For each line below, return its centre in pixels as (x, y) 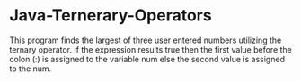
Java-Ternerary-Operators (111, 16)
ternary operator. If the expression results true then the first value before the (150, 49)
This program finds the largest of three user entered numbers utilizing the (146, 40)
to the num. (31, 69)
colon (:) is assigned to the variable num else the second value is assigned (147, 59)
